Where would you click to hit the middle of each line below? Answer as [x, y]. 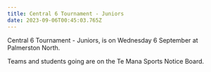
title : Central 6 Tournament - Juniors [66, 14]
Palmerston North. [34, 48]
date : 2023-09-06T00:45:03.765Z [55, 20]
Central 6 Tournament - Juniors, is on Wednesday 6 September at [103, 40]
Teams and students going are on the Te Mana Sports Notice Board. [106, 61]
